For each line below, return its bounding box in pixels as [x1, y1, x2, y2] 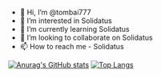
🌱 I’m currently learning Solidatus [19, 25, 130, 33]
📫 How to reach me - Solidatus [19, 42, 124, 51]
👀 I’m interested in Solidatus [19, 16, 112, 25]
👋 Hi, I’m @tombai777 [19, 8, 91, 17]
